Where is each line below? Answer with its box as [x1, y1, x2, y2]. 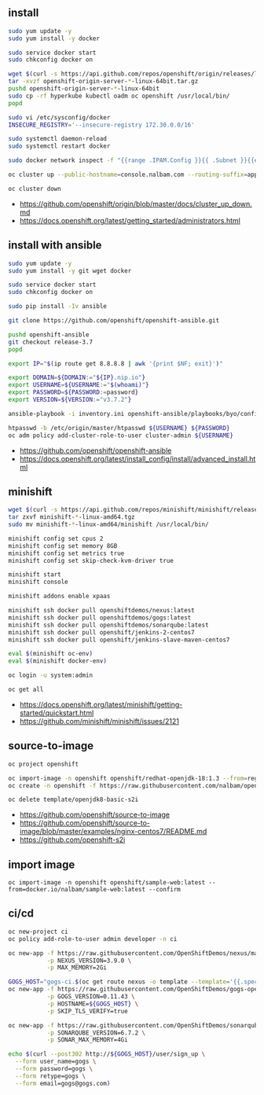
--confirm [148, 886, 181, 894]
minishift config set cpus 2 [8, 535, 104, 542]
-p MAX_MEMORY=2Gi [46, 964, 108, 972]
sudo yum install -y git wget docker [8, 266, 132, 274]
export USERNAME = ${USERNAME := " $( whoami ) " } [8, 381, 149, 389]
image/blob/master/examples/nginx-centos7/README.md [19, 827, 207, 836]
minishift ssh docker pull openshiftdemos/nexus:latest [8, 607, 195, 615]
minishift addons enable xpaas [8, 593, 111, 601]
